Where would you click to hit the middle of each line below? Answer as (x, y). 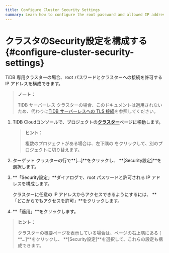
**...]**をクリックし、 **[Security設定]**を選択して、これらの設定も (88, 239)
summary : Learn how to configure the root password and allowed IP (77, 15)
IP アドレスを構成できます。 (34, 84)
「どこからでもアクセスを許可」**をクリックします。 (67, 201)
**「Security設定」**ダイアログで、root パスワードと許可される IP (81, 177)
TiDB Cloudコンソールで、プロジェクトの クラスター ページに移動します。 (88, 122)
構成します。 (39, 184)
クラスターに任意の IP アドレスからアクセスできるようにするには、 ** (84, 195)
